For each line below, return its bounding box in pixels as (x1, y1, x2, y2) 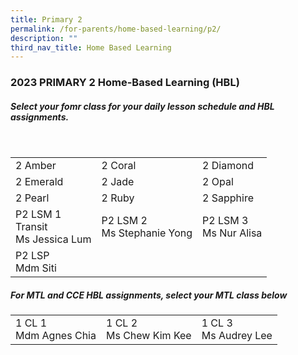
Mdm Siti (15, 261, 57, 275)
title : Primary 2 (10, 14, 83, 25)
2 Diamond (202, 159, 255, 173)
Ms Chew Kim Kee (105, 329, 192, 343)
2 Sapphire (202, 191, 255, 205)
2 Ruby (101, 191, 135, 205)
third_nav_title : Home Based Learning (10, 42, 172, 53)
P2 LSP (15, 249, 50, 263)
